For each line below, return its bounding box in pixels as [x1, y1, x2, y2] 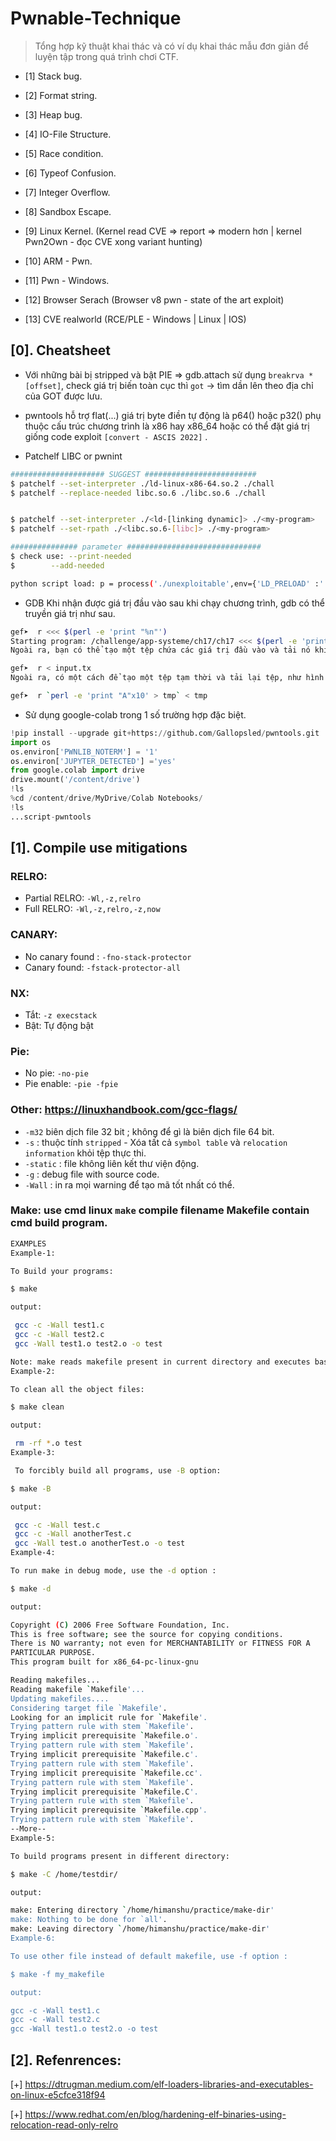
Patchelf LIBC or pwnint [24, 450, 123, 462]
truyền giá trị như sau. [24, 607, 116, 619]
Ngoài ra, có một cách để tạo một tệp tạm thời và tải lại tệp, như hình [10, 673, 325, 683]
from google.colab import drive [10, 765, 145, 776]
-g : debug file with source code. [24, 1168, 160, 1180]
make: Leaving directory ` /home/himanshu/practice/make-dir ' [10, 1924, 271, 1934]
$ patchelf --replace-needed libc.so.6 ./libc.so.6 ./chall [10, 488, 267, 498]
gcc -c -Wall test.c [14, 1520, 101, 1530]
